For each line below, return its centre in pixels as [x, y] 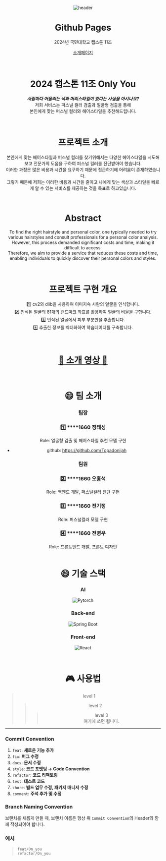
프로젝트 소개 [83, 143]
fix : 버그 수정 [25, 756]
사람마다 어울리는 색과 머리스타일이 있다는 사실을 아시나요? [83, 99]
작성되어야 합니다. [27, 824]
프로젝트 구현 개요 [83, 289]
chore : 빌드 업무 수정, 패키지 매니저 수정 [50, 788]
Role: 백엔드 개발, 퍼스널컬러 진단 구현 [83, 492]
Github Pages [83, 28]
